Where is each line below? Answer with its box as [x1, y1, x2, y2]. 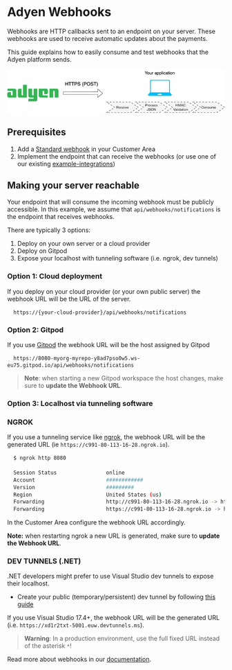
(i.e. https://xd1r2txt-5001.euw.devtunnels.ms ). [7, 621, 145, 629]
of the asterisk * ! [23, 642, 72, 650]
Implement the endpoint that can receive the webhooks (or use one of [17, 152, 216, 160]
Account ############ [13, 476, 144, 484]
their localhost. [7, 579, 50, 588]
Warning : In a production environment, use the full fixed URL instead [23, 635, 220, 643]
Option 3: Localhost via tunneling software [7, 398, 153, 408]
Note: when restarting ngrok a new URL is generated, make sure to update [7, 531, 220, 540]
